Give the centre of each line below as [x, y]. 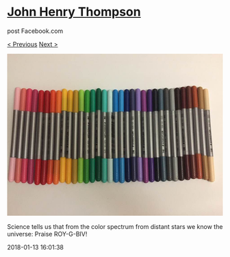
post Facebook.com [35, 31]
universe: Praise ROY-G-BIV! [47, 234]
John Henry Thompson [74, 12]
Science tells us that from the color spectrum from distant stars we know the [115, 226]
